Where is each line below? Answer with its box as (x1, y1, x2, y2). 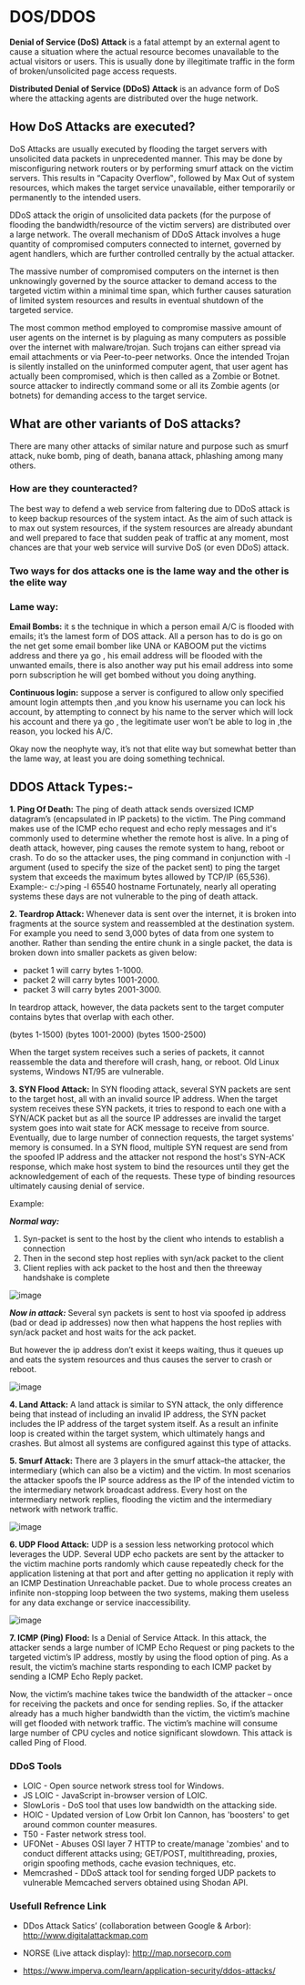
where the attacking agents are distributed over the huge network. (9, 93, 259, 104)
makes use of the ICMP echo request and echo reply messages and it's (9, 822, 278, 834)
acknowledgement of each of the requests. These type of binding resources (9, 1170, 296, 1181)
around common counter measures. (22, 1819, 158, 1830)
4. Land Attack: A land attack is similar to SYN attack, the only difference (9, 1399, 284, 1410)
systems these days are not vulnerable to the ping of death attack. (9, 891, 259, 901)
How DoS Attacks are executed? (9, 119, 196, 135)
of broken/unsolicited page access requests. (9, 66, 178, 76)
